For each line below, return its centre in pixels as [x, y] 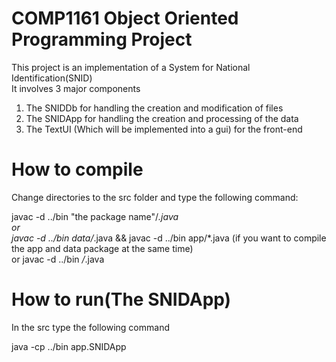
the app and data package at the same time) [102, 248]
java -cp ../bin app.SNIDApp [69, 346]
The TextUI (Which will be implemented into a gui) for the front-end [164, 129]
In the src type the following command [90, 327]
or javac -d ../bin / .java [58, 259]
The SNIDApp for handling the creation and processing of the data [162, 118]
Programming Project [102, 39]
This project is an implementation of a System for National [131, 67]
